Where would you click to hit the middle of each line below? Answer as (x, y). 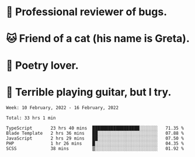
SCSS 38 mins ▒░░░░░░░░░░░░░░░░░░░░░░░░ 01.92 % (95, 148)
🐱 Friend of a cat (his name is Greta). (98, 39)
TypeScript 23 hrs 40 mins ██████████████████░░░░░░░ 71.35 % (95, 128)
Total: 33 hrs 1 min (31, 118)
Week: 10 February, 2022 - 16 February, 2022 (62, 107)
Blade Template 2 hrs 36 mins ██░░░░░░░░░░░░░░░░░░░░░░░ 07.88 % (95, 133)
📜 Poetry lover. (42, 65)
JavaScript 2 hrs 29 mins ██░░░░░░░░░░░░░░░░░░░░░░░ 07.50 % (95, 138)
